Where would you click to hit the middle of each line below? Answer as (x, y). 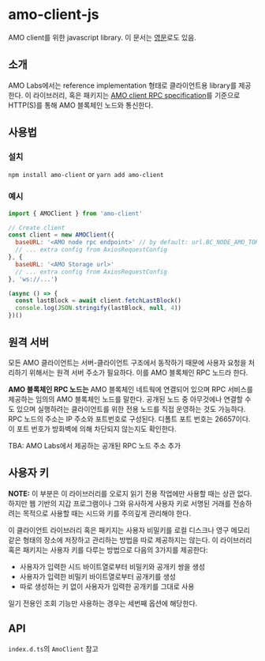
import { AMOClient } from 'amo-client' (76, 213)
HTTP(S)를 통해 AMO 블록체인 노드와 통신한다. (81, 105)
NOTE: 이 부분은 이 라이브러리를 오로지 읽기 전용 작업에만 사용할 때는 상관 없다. (130, 493)
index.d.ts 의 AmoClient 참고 (53, 648)
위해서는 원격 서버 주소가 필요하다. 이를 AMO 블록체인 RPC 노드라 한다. (138, 372)
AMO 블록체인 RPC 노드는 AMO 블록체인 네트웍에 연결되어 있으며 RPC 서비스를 (131, 389)
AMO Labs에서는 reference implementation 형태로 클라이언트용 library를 (123, 85)
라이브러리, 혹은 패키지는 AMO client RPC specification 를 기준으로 (136, 95)
